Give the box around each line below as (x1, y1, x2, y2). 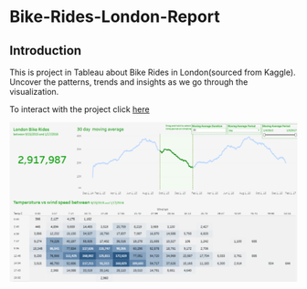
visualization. (9, 87, 59, 97)
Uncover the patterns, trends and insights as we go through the (9, 77, 249, 88)
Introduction (9, 43, 82, 58)
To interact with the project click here (9, 104, 150, 115)
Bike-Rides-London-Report (9, 6, 221, 27)
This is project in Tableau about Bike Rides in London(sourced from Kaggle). (9, 67, 296, 77)
